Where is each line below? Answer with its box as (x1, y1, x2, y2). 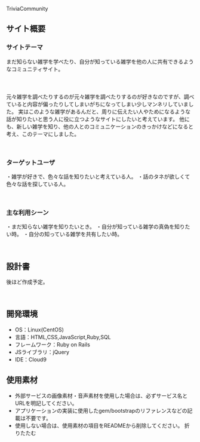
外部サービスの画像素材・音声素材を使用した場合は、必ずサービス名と (14, 392, 188, 399)
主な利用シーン (6, 208, 49, 217)
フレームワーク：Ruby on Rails (14, 340, 91, 348)
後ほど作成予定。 (6, 278, 48, 286)
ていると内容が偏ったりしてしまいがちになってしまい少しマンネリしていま (6, 100, 189, 108)
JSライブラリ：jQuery (14, 348, 70, 355)
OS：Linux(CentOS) (14, 326, 64, 333)
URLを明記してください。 (14, 400, 78, 407)
